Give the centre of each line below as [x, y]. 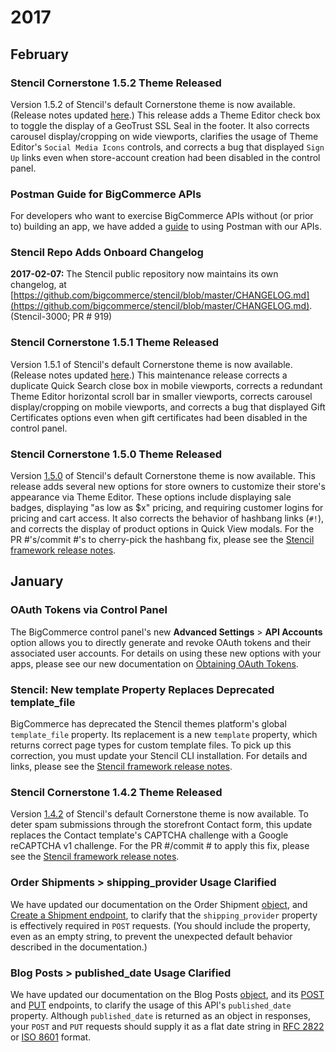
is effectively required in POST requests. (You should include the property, [160, 925]
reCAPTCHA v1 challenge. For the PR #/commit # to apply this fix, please [160, 846]
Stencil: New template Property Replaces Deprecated [142, 689]
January [37, 581]
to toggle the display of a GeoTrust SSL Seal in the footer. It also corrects [160, 125]
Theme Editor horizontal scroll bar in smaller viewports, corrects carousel [161, 396]
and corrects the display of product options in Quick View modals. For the [162, 529]
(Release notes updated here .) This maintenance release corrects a [149, 375]
